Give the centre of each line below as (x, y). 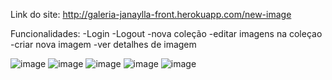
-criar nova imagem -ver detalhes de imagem (103, 44)
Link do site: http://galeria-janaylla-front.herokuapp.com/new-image (151, 14)
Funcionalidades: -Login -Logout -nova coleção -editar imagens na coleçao (166, 33)
